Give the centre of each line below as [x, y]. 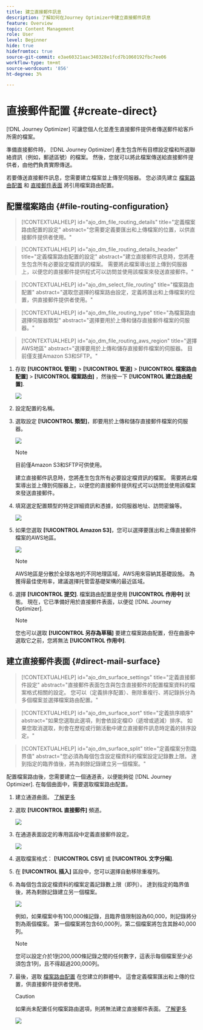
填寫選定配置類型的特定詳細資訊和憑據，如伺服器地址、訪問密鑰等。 [100, 506]
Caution [25, 996]
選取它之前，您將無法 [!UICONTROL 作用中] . [70, 640]
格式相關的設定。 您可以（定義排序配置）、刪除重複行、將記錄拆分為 [111, 692]
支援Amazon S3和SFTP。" [65, 356]
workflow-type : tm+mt [34, 63]
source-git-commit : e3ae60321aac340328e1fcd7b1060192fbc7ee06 [86, 57]
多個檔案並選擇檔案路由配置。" [60, 700]
